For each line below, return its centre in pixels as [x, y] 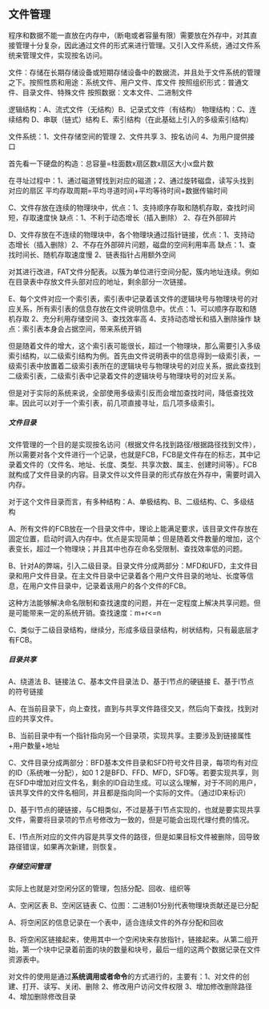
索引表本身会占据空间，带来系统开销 [82, 329]
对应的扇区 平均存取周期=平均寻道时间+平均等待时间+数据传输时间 [118, 190]
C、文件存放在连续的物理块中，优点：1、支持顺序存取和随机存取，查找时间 [131, 208]
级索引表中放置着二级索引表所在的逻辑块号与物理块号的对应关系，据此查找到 [134, 365]
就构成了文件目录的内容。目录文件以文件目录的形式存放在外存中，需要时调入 [134, 474]
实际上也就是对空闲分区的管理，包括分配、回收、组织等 [99, 888]
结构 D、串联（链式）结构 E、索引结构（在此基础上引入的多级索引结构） [134, 119]
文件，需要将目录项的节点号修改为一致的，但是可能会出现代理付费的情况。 [131, 819]
